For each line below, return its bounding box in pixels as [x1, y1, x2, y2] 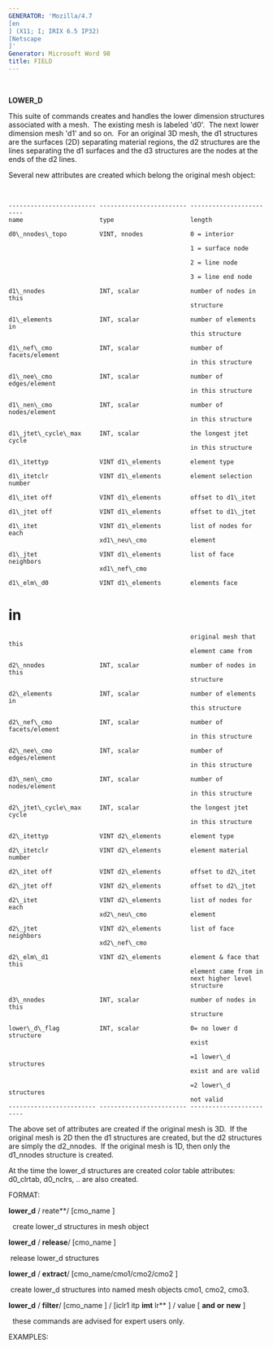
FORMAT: [8, 1189, 41, 1200]
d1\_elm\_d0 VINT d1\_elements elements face [8, 578, 238, 587]
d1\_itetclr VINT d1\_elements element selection [8, 472, 253, 480]
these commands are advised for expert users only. [11, 1315, 185, 1326]
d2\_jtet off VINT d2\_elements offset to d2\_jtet [8, 882, 256, 890]
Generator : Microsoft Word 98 [8, 50, 111, 58]
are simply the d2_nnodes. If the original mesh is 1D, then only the [8, 1141, 231, 1151]
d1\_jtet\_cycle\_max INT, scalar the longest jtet [8, 429, 249, 438]
